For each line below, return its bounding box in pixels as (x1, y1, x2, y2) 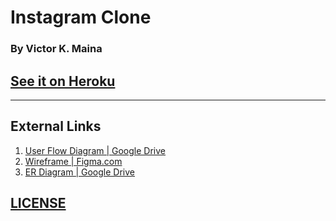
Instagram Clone (10, 6, 152, 29)
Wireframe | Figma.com (24, 155, 123, 167)
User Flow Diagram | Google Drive (24, 144, 167, 156)
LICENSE (10, 195, 67, 212)
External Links (10, 118, 102, 135)
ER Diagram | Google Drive (24, 166, 135, 178)
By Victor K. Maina (10, 42, 103, 56)
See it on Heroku (10, 72, 116, 90)
